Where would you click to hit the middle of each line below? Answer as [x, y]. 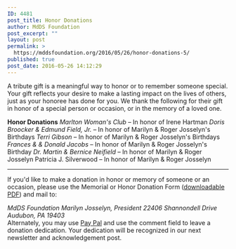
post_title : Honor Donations [50, 20]
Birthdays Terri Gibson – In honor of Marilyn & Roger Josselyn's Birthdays [113, 137]
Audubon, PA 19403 [36, 215]
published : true [31, 60]
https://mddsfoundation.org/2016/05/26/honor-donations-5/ [102, 53]
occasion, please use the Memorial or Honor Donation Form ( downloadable [116, 187]
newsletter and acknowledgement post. [65, 237]
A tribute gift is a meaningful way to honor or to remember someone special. [118, 86]
